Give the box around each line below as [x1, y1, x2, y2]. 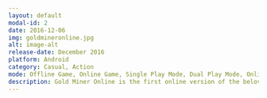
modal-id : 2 [8, 19, 48, 27]
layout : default [8, 11, 62, 20]
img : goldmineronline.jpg [8, 33, 94, 42]
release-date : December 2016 [8, 48, 105, 56]
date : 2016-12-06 [8, 26, 66, 34]
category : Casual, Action [8, 63, 94, 71]
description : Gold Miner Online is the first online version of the [8, 77, 240, 85]
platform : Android [8, 56, 69, 64]
